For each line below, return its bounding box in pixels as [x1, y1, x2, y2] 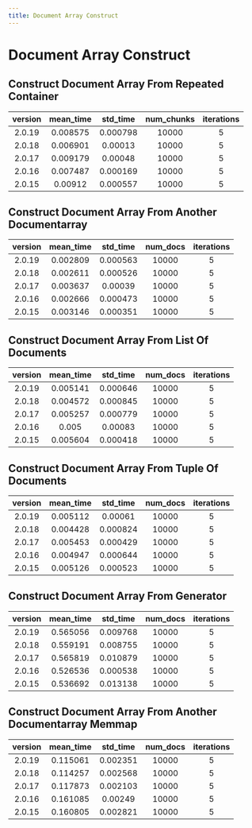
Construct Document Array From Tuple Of [8, 462, 220, 475]
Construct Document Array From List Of [8, 333, 209, 346]
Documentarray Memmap [8, 718, 138, 731]
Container [8, 90, 59, 103]
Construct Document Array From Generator [8, 590, 227, 603]
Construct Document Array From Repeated [8, 77, 224, 91]
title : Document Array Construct [8, 11, 119, 20]
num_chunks [145, 113, 196, 124]
